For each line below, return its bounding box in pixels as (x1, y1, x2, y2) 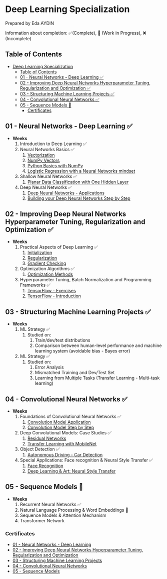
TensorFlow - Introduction (27, 293, 81, 299)
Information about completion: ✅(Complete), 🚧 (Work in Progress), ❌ (5, 30, 146, 36)
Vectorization (27, 152, 55, 158)
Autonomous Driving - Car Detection (27, 452, 103, 457)
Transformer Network (19, 517, 65, 523)
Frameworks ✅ (19, 282, 51, 288)
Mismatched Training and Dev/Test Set (34, 370, 115, 376)
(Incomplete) (5, 35, 31, 41)
